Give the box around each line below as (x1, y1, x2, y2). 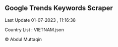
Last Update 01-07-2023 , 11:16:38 (5, 17, 76, 23)
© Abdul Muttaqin (5, 36, 42, 42)
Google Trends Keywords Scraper (5, 4, 113, 12)
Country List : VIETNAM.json (5, 27, 64, 33)
